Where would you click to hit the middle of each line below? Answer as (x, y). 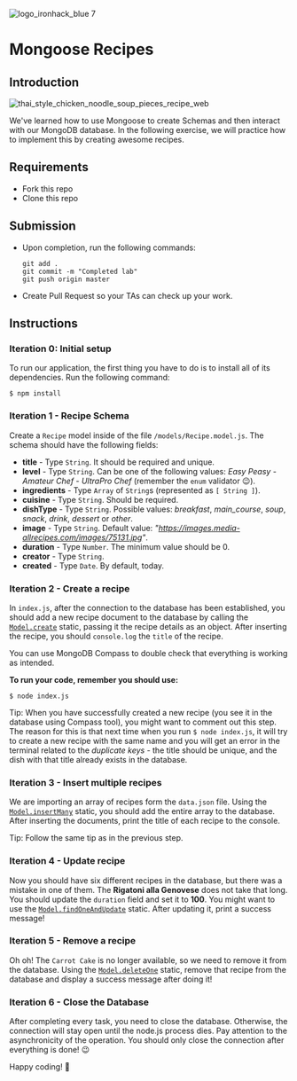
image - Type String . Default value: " (90, 528)
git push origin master (66, 279)
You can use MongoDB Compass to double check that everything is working (148, 653)
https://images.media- (199, 528)
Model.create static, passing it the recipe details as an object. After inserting (148, 626)
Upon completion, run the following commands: (109, 247)
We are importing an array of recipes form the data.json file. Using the (138, 802)
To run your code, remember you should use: (94, 679)
